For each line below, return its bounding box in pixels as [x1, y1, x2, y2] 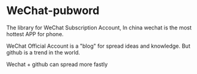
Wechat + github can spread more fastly [6, 61, 108, 68]
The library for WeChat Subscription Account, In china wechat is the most [6, 24, 192, 31]
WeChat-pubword [6, 4, 100, 18]
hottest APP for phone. [6, 30, 64, 37]
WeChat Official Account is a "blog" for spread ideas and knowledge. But [6, 42, 191, 50]
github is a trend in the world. [6, 48, 81, 56]
